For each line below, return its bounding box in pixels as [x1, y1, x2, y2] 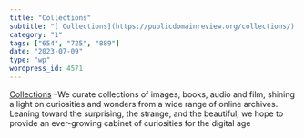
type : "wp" [9, 55, 51, 64]
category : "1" [9, 30, 64, 39]
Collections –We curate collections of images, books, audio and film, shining [9, 88, 296, 100]
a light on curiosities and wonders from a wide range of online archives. [9, 98, 279, 109]
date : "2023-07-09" [9, 47, 84, 56]
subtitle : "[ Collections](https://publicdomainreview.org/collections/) [9, 22, 296, 31]
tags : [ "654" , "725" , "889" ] [9, 38, 120, 48]
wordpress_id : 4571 [9, 64, 84, 74]
